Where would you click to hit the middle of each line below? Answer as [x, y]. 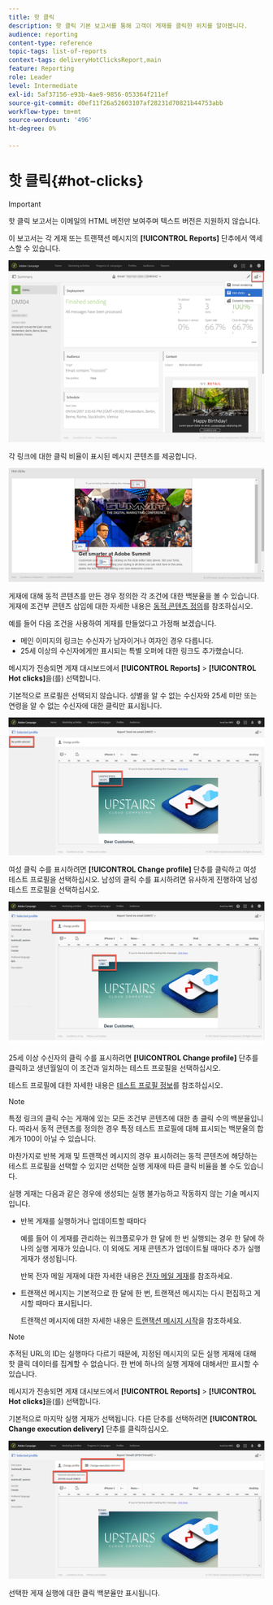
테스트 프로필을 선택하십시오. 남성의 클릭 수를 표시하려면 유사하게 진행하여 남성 [133, 880]
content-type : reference [50, 43]
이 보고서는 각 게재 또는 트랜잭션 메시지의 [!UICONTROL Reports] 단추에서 [128, 238]
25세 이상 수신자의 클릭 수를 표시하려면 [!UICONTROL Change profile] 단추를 [133, 1058]
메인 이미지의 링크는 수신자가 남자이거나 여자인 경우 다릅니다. [117, 641]
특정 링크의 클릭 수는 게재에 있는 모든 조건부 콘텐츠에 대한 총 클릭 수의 [119, 1118]
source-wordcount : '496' [50, 120]
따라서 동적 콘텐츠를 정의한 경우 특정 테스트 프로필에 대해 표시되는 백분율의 [137, 1128]
